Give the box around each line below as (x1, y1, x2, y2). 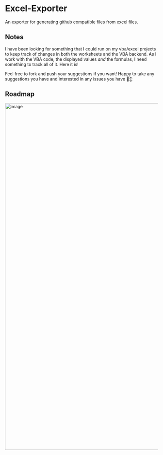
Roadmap (5, 90, 35, 98)
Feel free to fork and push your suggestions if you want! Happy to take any (5, 71, 155, 77)
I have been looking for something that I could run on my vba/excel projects (5, 46, 156, 51)
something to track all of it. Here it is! (5, 61, 79, 67)
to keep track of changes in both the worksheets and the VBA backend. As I (5, 51, 157, 57)
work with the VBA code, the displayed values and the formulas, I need (5, 56, 147, 62)
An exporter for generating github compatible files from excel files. (5, 19, 138, 25)
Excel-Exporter (5, 3, 67, 14)
